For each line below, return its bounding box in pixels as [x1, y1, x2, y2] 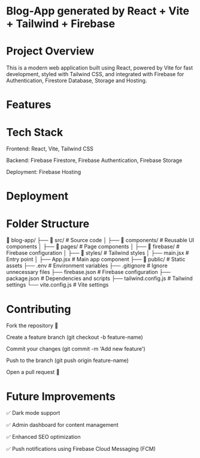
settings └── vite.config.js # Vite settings [6, 281, 109, 288]
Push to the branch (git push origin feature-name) [6, 357, 129, 364]
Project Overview [6, 44, 95, 58]
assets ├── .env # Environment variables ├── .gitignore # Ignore [6, 262, 168, 269]
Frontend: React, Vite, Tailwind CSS [6, 145, 94, 152]
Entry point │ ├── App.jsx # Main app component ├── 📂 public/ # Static [6, 256, 186, 263]
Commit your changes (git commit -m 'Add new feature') [6, 345, 146, 352]
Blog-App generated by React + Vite [6, 4, 190, 18]
